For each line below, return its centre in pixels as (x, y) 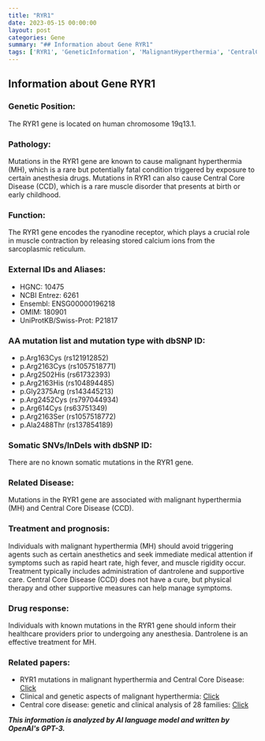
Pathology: (30, 144)
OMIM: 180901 (43, 311)
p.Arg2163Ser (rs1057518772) (68, 416)
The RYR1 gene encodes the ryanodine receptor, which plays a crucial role (129, 233)
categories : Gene (37, 37)
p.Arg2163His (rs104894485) (67, 382)
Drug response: (39, 608)
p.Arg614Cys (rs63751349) (63, 408)
